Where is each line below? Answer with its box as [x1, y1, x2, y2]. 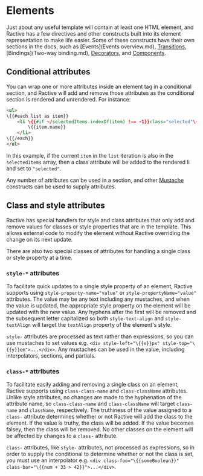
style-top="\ [162, 340, 195, 346]
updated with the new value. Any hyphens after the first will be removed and [6, 308, 196, 315]
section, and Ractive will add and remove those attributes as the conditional [6, 89, 195, 97]
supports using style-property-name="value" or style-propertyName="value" [6, 289, 197, 296]
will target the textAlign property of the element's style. [32, 321, 172, 328]
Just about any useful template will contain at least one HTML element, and [6, 24, 194, 31]
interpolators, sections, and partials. [6, 352, 96, 359]
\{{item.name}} [28, 124, 66, 130]
